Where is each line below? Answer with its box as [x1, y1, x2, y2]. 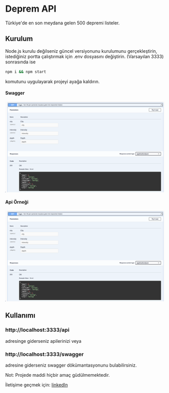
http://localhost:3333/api [5, 327, 70, 334]
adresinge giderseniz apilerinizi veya [5, 338, 82, 344]
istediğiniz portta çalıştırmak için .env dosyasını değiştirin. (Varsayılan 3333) [5, 53, 164, 59]
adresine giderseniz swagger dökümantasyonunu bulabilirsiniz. [5, 362, 137, 368]
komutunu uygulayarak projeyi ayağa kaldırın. [5, 78, 100, 84]
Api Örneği [5, 199, 29, 205]
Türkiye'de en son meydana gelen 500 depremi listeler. [5, 20, 120, 26]
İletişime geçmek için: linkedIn [5, 381, 68, 388]
